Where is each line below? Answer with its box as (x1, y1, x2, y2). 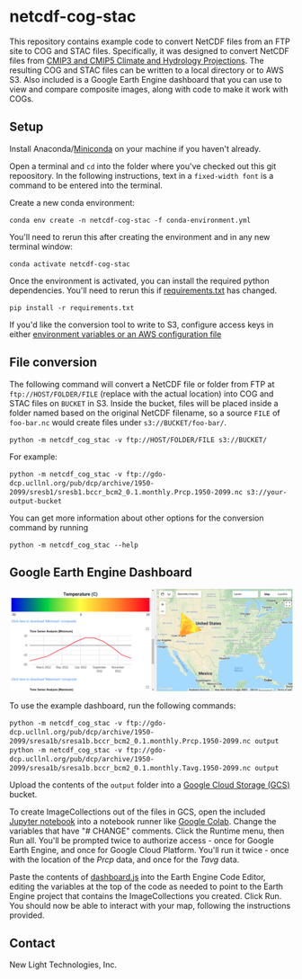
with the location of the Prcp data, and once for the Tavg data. (9, 854, 240, 865)
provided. (9, 910, 45, 921)
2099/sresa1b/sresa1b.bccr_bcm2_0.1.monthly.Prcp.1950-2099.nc (9, 736, 252, 745)
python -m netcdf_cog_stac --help (9, 540, 139, 549)
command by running (9, 521, 89, 532)
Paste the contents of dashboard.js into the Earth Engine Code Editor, (9, 871, 266, 882)
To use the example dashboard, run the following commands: (9, 699, 236, 711)
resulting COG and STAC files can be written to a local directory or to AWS (9, 65, 285, 76)
